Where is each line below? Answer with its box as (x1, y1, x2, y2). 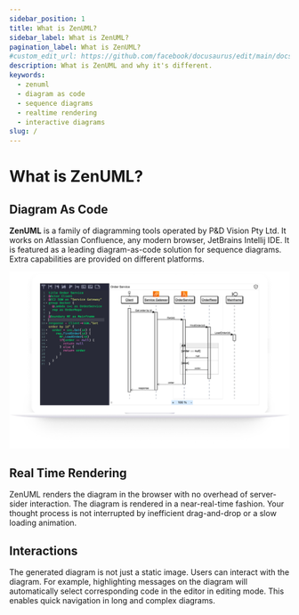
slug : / (9, 127, 38, 136)
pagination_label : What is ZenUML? (9, 43, 141, 52)
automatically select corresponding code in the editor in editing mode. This (9, 586, 285, 596)
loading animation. (9, 517, 77, 529)
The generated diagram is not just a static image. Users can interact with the (9, 567, 290, 578)
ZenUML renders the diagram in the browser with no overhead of (9, 490, 248, 500)
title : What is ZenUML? (9, 23, 98, 33)
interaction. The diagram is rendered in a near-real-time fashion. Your (29, 498, 285, 509)
